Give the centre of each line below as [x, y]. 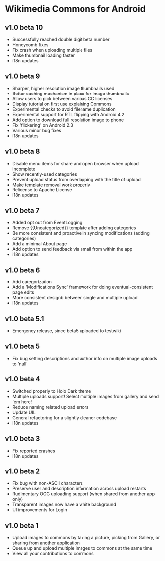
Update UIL [24, 412]
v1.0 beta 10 [24, 28]
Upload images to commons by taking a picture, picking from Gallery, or [86, 538]
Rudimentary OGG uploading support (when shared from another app [83, 494]
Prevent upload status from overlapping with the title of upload [76, 179]
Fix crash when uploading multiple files [52, 50]
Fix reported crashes [34, 451]
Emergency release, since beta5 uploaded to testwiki [67, 331]
